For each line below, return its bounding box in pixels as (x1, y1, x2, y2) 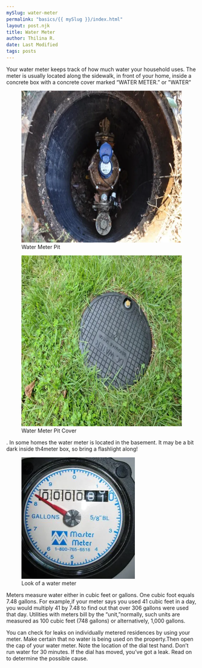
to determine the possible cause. (6, 655, 88, 662)
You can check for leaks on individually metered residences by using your (6, 629, 191, 636)
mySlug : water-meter (6, 10, 59, 16)
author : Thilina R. (6, 35, 56, 42)
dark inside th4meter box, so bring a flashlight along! (6, 445, 138, 452)
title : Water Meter (6, 29, 56, 35)
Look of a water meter (21, 579, 77, 587)
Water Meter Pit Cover (21, 427, 77, 434)
